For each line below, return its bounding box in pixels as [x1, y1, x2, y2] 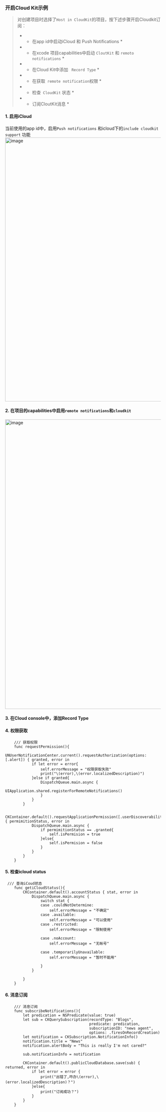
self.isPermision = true [49, 832, 100, 837]
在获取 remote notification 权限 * [32, 78, 102, 84]
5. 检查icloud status [5, 869, 46, 875]
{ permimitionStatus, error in [5, 818, 70, 824]
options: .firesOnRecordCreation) [89, 1030, 161, 1035]
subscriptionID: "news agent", [89, 1026, 154, 1031]
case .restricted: [40, 922, 79, 927]
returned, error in [5, 1064, 45, 1070]
